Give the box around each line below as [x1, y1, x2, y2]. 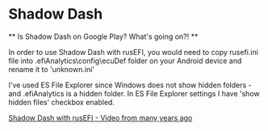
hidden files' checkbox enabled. [8, 97, 115, 107]
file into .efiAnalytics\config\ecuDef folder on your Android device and [8, 56, 242, 65]
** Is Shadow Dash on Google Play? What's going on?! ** [8, 32, 199, 41]
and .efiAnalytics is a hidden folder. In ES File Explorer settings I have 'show [8, 88, 260, 98]
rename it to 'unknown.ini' [8, 64, 95, 74]
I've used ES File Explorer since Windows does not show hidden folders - [8, 80, 252, 90]
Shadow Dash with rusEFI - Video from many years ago [8, 112, 193, 122]
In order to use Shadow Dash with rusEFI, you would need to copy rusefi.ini [8, 47, 258, 57]
